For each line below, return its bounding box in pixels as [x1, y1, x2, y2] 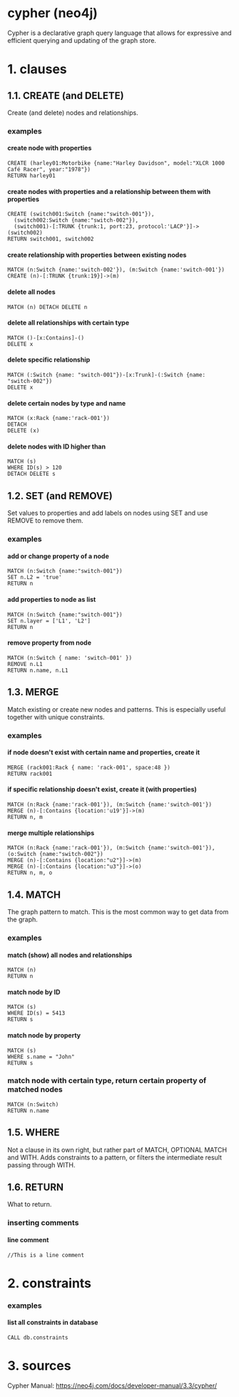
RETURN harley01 [7, 173, 56, 180]
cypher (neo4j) [7, 5, 98, 21]
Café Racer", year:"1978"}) [7, 166, 91, 173]
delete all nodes [7, 287, 56, 297]
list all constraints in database [7, 1318, 98, 1327]
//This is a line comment [7, 1252, 84, 1259]
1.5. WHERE [7, 1127, 60, 1139]
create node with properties [7, 144, 92, 153]
